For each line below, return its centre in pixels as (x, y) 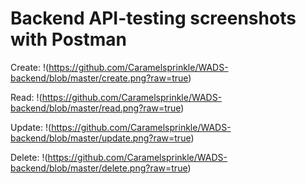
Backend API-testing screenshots (153, 18)
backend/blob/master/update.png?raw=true (101, 138)
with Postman (69, 39)
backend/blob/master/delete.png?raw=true (99, 168)
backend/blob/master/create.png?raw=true (99, 78)
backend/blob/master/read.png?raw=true (96, 108)
